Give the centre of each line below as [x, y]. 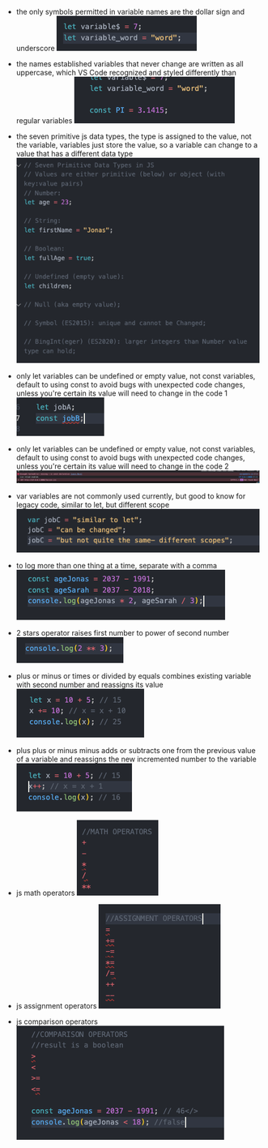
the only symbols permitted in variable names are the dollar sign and [130, 12]
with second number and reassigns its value [89, 685]
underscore [35, 48]
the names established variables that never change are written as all [130, 64]
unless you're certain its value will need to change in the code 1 [122, 393]
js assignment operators [56, 1006]
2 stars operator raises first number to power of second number [123, 633]
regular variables [44, 120]
